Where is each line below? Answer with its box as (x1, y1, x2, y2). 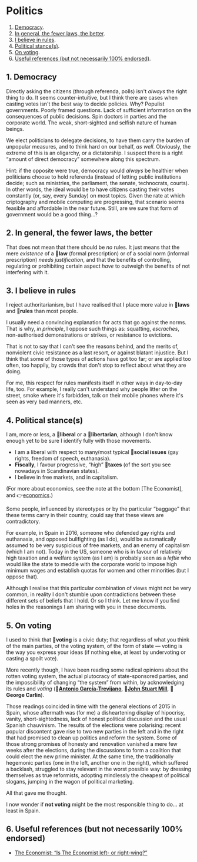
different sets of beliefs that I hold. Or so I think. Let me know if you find (6, 597, 180, 604)
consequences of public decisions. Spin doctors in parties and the (6, 113, 166, 120)
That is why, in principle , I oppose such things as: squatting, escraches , (6, 325, 179, 333)
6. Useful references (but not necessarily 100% (6, 824, 183, 834)
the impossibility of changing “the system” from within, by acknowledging (6, 679, 185, 686)
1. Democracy (6, 72, 57, 82)
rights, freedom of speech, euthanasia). (14, 455, 111, 462)
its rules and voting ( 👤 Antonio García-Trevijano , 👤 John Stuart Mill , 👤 (6, 685, 174, 692)
